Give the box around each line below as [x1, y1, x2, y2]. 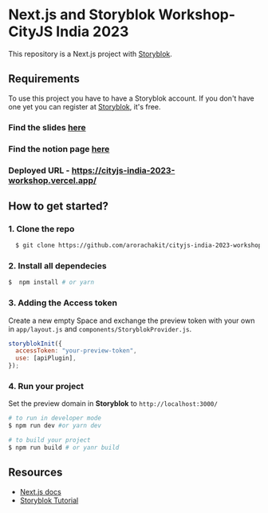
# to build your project [8, 436, 91, 444]
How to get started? [8, 199, 109, 213]
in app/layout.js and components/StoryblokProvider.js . [8, 324, 192, 333]
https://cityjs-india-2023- [71, 165, 175, 176]
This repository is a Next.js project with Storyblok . [8, 49, 173, 58]
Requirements [8, 72, 80, 85]
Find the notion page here [8, 143, 110, 154]
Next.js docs [19, 487, 61, 496]
